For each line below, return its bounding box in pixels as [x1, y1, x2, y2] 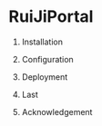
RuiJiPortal [8, 6, 94, 27]
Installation [21, 36, 64, 47]
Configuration [21, 53, 74, 64]
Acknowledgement [21, 106, 93, 117]
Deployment [21, 71, 68, 82]
